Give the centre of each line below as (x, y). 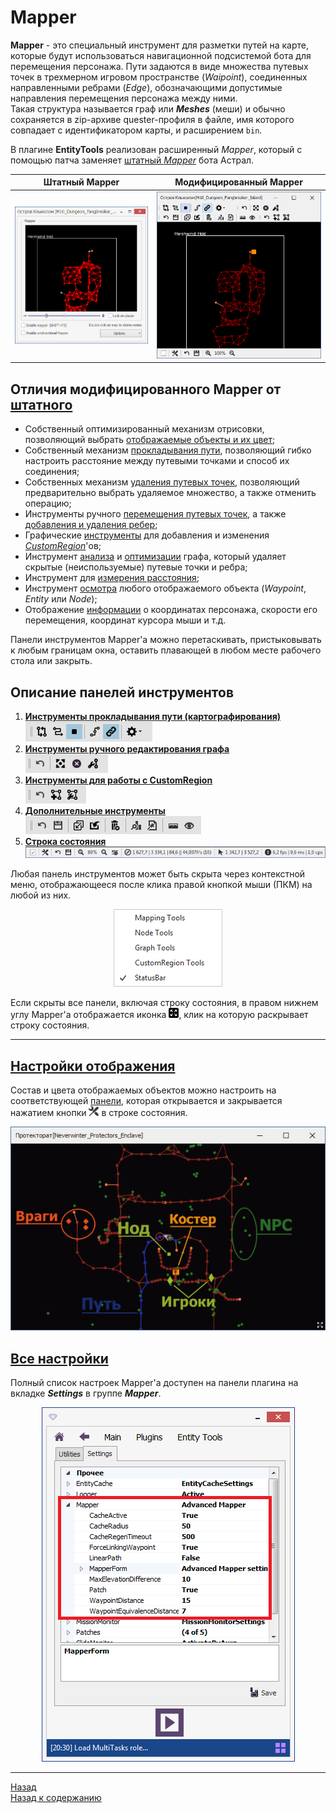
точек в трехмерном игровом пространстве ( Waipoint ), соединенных (159, 77)
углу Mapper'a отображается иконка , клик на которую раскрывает (159, 1015)
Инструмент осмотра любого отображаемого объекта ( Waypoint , (165, 588)
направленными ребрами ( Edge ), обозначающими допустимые (146, 87)
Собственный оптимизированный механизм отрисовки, (144, 429)
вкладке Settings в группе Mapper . (86, 1393)
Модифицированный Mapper (238, 182)
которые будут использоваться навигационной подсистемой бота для (161, 55)
